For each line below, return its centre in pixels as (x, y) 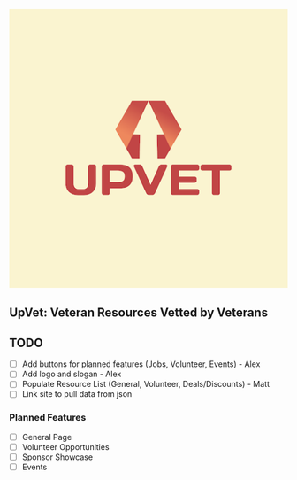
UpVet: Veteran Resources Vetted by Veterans (138, 313)
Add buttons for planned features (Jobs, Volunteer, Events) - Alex (141, 364)
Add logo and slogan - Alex (72, 374)
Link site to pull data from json (77, 394)
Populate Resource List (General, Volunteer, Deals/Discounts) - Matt (145, 384)
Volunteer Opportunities (65, 446)
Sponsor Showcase (57, 457)
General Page (47, 437)
